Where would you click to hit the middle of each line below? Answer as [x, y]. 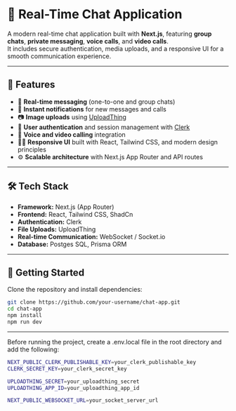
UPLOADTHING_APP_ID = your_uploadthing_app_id [73, 388]
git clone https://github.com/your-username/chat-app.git [94, 302]
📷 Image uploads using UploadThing [72, 117]
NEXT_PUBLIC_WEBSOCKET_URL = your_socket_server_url [83, 400]
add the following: [33, 349]
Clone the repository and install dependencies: [75, 290]
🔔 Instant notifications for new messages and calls [92, 109]
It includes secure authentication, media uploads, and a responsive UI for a [116, 48]
